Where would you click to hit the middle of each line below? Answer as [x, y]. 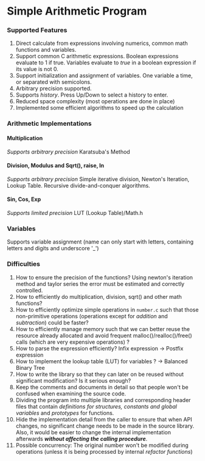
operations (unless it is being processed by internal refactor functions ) [104, 451]
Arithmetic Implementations [49, 124]
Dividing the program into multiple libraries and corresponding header [103, 400]
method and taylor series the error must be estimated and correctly [100, 284]
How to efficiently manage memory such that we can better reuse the [103, 329]
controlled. [29, 290]
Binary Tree [30, 367]
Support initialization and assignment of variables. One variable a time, [104, 76]
